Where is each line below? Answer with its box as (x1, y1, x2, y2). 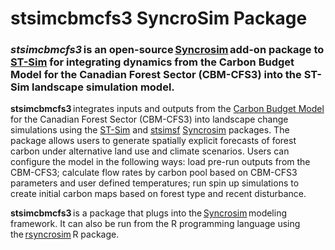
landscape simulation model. (31, 80, 175, 94)
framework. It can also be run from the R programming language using (10, 218, 301, 230)
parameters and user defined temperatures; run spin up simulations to (10, 177, 300, 189)
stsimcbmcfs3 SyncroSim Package (10, 7, 308, 30)
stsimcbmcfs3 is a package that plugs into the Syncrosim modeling (10, 207, 288, 219)
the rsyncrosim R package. (10, 228, 120, 241)
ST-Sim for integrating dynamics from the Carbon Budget (10, 55, 295, 69)
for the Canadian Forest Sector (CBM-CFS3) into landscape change (10, 113, 289, 126)
